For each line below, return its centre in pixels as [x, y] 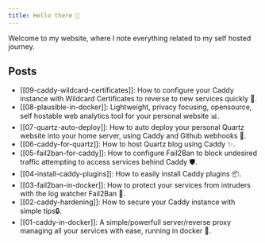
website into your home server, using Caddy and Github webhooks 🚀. [133, 136]
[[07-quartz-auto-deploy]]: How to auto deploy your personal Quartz [132, 127]
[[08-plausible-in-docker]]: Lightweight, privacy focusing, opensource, [136, 107]
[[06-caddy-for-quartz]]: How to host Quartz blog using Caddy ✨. [127, 144]
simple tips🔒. [40, 211]
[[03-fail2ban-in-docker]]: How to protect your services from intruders [135, 185]
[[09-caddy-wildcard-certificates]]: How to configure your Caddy [127, 90]
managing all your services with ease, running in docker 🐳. [115, 231]
